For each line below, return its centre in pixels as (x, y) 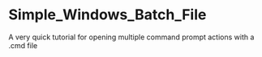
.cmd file (23, 45)
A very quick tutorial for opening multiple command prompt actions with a (131, 37)
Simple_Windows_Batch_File (107, 15)
